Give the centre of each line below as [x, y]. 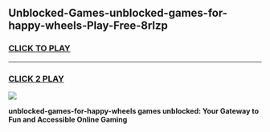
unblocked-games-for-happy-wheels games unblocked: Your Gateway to [134, 110]
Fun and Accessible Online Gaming [68, 119]
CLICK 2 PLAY [36, 78]
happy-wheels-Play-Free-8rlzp [88, 26]
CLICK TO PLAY [39, 49]
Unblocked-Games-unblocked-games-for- [118, 13]
